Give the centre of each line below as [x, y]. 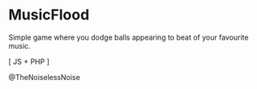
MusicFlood [49, 15]
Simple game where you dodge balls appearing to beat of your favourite [128, 37]
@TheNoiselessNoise [45, 77]
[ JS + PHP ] [29, 61]
